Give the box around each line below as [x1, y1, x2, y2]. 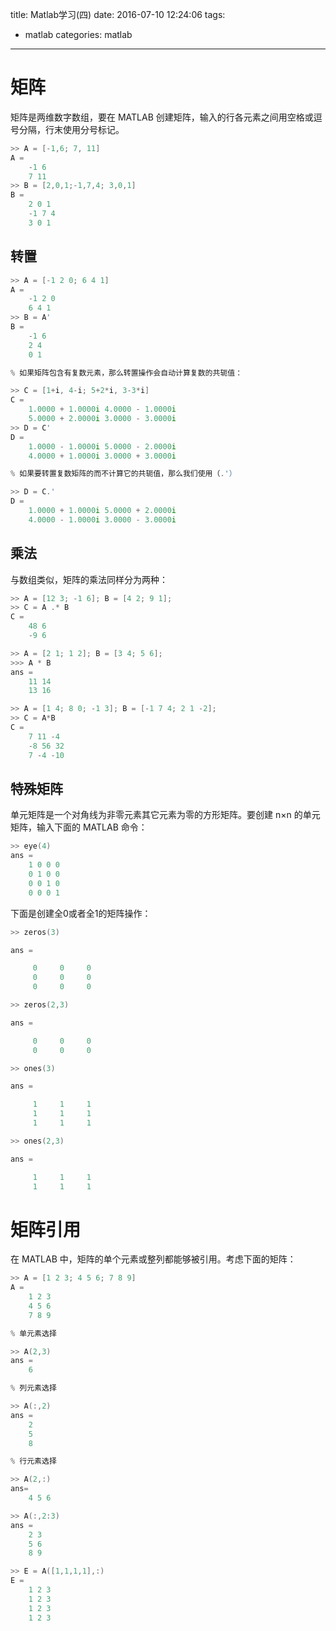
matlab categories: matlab [24, 29, 133, 40]
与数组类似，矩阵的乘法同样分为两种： [10, 573, 168, 585]
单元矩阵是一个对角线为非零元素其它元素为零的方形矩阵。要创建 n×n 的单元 [10, 809, 321, 821]
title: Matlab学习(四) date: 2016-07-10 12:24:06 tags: [10, 9, 226, 20]
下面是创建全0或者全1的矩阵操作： [10, 907, 152, 919]
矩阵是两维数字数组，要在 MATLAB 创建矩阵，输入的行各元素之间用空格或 [10, 111, 314, 123]
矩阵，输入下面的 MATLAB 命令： [10, 821, 148, 833]
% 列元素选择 [10, 1383, 57, 1393]
